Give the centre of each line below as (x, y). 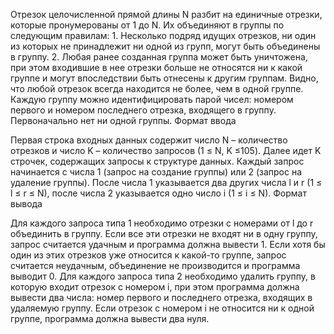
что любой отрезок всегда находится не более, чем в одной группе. (157, 88)
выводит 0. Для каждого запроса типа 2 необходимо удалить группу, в (163, 276)
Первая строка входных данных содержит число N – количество (149, 140)
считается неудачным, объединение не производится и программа (155, 265)
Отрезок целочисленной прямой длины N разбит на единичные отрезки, (166, 14)
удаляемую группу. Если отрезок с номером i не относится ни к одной (162, 308)
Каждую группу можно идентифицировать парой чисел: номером (152, 99)
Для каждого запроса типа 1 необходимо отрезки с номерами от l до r (162, 223)
